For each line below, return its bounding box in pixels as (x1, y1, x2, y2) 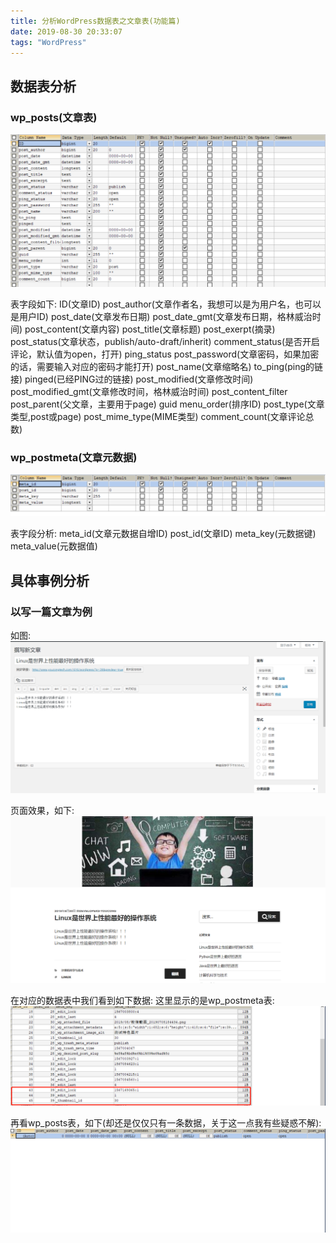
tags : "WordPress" (10, 37, 87, 47)
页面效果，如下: (10, 804, 75, 816)
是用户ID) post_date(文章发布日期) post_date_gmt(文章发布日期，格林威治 (10, 310, 313, 322)
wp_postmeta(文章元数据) (10, 450, 138, 464)
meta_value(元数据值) (10, 540, 98, 552)
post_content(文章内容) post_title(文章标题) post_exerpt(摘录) (24, 323, 276, 335)
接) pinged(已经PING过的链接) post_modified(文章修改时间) (10, 373, 254, 385)
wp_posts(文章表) (10, 110, 98, 124)
